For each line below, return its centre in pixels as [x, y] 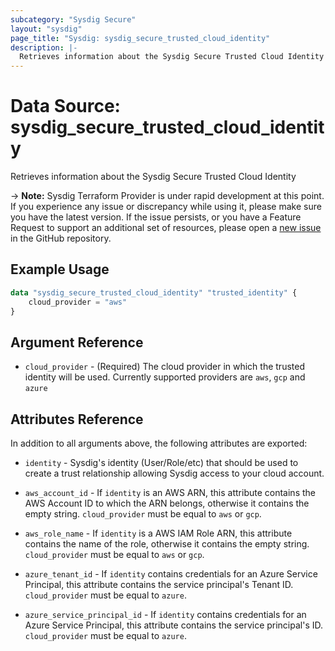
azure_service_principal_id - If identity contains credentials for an [165, 615]
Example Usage [60, 269]
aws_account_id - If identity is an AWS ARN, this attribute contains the [170, 493]
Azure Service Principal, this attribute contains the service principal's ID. [174, 625]
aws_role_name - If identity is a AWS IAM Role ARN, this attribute [158, 533]
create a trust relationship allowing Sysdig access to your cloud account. [174, 473]
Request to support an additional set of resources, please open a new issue [166, 228]
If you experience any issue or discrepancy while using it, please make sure [166, 207]
